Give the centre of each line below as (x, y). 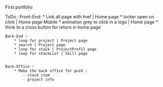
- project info (39, 80)
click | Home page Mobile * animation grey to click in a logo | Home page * (81, 22)
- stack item (37, 75)
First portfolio (19, 7)
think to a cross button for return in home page (53, 27)
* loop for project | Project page (51, 41)
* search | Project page (40, 45)
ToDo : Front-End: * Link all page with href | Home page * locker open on (80, 17)
